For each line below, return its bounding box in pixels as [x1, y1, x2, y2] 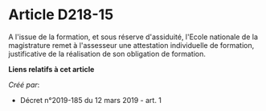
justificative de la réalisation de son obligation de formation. [8, 49, 207, 58]
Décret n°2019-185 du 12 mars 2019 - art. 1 [19, 95, 162, 105]
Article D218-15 [8, 6, 114, 24]
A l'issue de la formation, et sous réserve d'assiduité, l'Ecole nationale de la [8, 32, 259, 42]
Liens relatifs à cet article [8, 64, 95, 73]
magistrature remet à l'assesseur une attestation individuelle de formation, [8, 40, 255, 50]
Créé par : [8, 80, 40, 89]
